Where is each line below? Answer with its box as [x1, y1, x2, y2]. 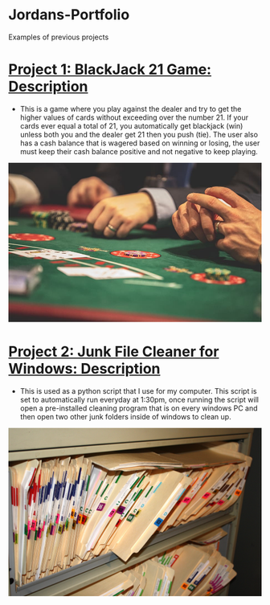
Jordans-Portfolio [8, 6, 130, 24]
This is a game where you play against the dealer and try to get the [19, 104, 242, 113]
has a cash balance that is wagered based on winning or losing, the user [19, 138, 260, 148]
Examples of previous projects [8, 32, 109, 42]
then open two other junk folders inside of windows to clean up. [19, 411, 231, 421]
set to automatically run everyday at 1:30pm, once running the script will [19, 394, 260, 404]
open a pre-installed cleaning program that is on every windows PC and [19, 403, 259, 413]
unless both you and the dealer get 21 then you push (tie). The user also [19, 129, 259, 139]
